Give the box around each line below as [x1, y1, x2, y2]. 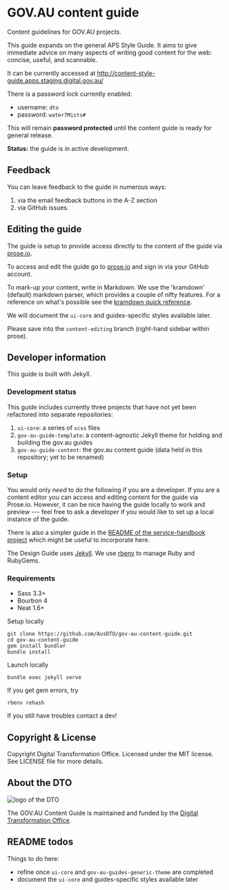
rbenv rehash [7, 700, 45, 707]
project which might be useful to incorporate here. [7, 536, 150, 544]
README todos [7, 836, 74, 848]
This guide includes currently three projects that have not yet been [7, 403, 197, 411]
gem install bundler [7, 643, 67, 649]
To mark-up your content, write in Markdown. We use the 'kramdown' [7, 283, 205, 291]
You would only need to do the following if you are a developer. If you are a [7, 485, 220, 494]
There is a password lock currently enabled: [7, 90, 132, 98]
